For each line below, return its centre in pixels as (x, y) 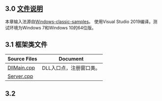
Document (71, 59)
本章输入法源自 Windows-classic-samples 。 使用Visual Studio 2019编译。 (79, 22)
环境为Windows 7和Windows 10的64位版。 (53, 27)
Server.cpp (20, 76)
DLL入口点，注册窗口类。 (71, 68)
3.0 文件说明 (24, 9)
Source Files (23, 59)
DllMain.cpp (21, 68)
